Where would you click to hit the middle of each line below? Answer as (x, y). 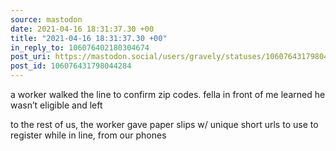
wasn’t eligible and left (56, 105)
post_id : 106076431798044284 (71, 66)
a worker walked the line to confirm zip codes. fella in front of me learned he (168, 94)
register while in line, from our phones (88, 135)
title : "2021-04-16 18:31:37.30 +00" (89, 38)
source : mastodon (46, 19)
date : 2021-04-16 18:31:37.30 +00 (82, 29)
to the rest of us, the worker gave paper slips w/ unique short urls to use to (164, 124)
